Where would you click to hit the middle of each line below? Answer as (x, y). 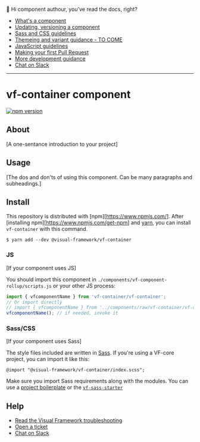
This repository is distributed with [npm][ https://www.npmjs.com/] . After (95, 217)
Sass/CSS (21, 328)
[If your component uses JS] (41, 268)
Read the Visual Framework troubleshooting (68, 421)
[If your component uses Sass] (44, 341)
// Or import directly (34, 302)
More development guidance (50, 59)
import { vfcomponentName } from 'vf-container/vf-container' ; (86, 297)
